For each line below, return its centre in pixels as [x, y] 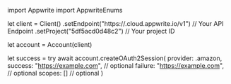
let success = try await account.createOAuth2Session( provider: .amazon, [115, 58]
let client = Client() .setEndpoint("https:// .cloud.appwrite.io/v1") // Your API [115, 23]
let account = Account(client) [50, 44]
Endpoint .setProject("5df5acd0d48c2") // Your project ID [91, 31]
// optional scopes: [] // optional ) [55, 73]
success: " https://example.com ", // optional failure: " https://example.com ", [116, 65]
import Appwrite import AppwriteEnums [65, 10]
